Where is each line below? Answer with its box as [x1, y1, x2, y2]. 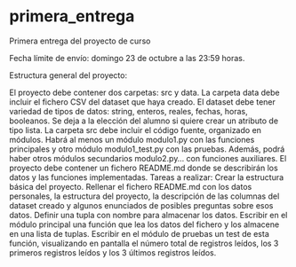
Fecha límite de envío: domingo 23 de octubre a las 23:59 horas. [9, 52, 245, 63]
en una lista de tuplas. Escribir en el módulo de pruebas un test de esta [9, 228, 269, 239]
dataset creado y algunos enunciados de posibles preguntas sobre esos [9, 200, 274, 210]
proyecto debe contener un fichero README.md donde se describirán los [9, 162, 278, 173]
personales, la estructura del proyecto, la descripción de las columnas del [9, 191, 280, 201]
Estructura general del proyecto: [9, 69, 127, 81]
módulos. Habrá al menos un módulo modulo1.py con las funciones [9, 134, 255, 145]
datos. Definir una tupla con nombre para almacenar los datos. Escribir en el [9, 209, 288, 220]
